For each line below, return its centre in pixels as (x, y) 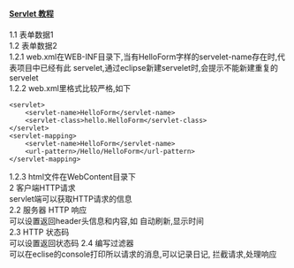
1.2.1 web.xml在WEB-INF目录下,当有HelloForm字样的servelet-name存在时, (143, 57)
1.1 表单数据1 (31, 34)
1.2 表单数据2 (33, 46)
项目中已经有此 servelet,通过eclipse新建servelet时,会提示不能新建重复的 (147, 68)
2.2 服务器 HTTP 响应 (48, 210)
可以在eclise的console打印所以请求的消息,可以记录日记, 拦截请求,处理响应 (143, 254)
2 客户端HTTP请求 (42, 188)
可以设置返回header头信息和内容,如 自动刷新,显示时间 (107, 221)
